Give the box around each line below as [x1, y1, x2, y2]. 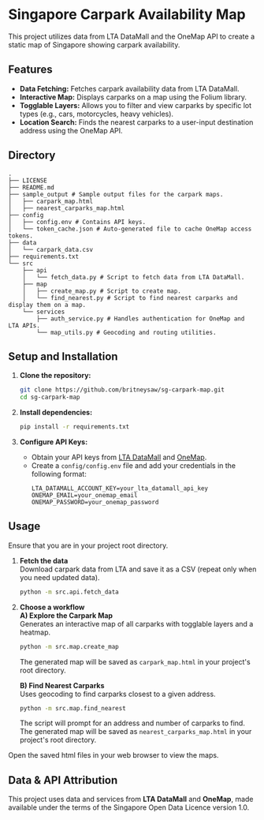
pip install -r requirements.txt [19, 423, 130, 431]
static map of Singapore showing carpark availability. [8, 39, 180, 49]
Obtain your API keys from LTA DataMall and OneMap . [31, 452, 207, 462]
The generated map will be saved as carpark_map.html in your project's [19, 657, 251, 666]
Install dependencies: [19, 408, 93, 417]
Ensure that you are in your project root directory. [8, 541, 169, 550]
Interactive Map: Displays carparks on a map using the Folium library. [19, 92, 247, 102]
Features [8, 63, 53, 77]
